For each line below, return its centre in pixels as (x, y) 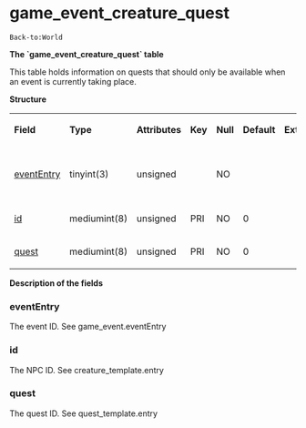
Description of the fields (56, 283)
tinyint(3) (89, 174)
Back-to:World (36, 37)
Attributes (159, 129)
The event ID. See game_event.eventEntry (88, 327)
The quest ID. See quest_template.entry (83, 413)
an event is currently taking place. (73, 81)
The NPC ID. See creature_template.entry (87, 370)
